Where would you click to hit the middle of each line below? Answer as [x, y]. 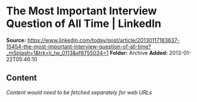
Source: [16, 40]
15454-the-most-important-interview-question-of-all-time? [79, 47]
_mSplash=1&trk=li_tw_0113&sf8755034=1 [57, 52]
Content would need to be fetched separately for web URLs [79, 92]
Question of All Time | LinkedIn [84, 24]
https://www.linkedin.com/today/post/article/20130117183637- [104, 40]
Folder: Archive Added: [139, 52]
